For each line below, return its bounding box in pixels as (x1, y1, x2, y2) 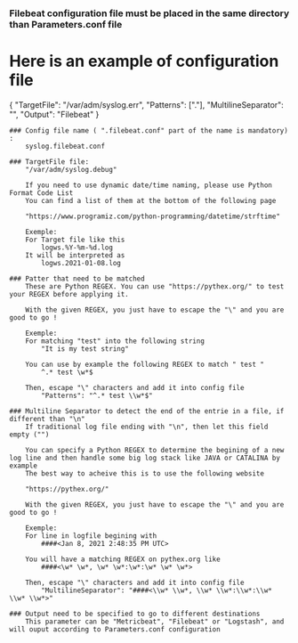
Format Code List (9, 188, 74, 198)
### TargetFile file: (9, 157, 90, 167)
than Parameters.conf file (9, 18, 123, 30)
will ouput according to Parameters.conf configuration (9, 624, 221, 634)
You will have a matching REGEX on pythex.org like (25, 555, 221, 564)
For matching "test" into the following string (25, 337, 205, 346)
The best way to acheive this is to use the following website (25, 468, 265, 478)
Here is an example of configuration (9, 52, 279, 71)
